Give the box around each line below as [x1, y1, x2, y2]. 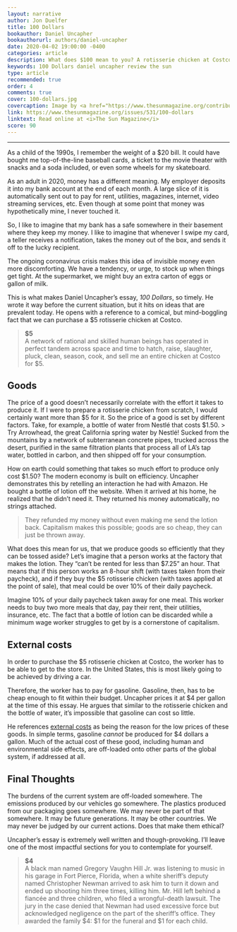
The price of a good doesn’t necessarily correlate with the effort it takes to [7, 399, 224, 407]
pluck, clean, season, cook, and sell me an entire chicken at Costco [24, 351, 221, 360]
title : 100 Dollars [7, 23, 65, 30]
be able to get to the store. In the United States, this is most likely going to [7, 665, 222, 673]
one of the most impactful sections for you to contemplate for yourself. [7, 842, 213, 851]
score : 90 [7, 122, 37, 129]
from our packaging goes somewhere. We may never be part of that [7, 806, 205, 815]
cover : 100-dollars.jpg [7, 96, 78, 103]
